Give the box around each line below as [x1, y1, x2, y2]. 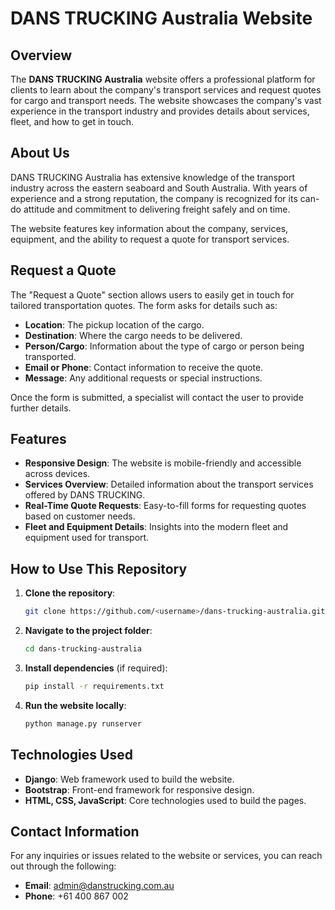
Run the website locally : [24, 699, 127, 711]
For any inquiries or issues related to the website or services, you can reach [10, 850, 323, 862]
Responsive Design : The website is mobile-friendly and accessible [24, 457, 302, 469]
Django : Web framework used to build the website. [24, 773, 235, 785]
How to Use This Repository [10, 560, 188, 577]
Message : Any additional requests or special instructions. [24, 372, 263, 384]
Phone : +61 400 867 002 [24, 890, 129, 902]
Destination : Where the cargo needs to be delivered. [24, 329, 243, 341]
